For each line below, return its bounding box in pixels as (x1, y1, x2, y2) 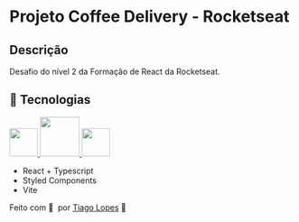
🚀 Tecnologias (9, 92, 91, 107)
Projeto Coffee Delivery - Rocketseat (9, 6, 290, 27)
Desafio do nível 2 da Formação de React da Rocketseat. (9, 66, 220, 77)
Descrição (9, 42, 69, 58)
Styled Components (22, 174, 98, 186)
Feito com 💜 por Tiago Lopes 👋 (9, 201, 126, 213)
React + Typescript (22, 165, 94, 176)
